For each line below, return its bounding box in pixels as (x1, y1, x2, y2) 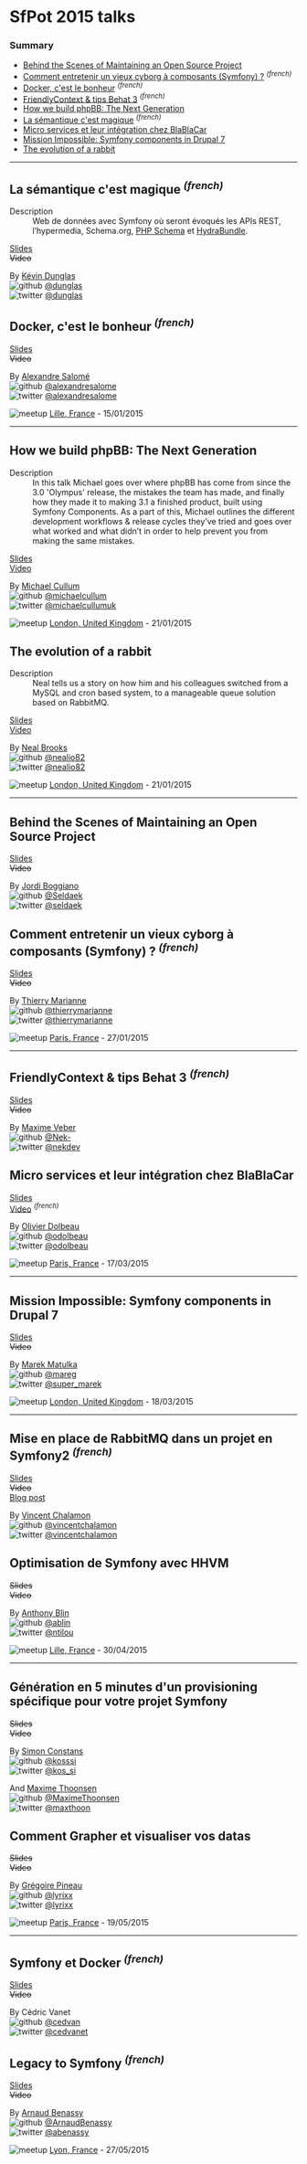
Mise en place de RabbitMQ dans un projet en (9, 1431, 273, 1447)
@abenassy (45, 2127, 90, 2137)
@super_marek (45, 1378, 102, 1390)
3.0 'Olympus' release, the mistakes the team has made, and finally (32, 486, 285, 497)
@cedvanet (45, 2026, 89, 2037)
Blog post (9, 1491, 46, 1502)
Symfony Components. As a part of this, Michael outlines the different (32, 505, 295, 517)
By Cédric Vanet (9, 2007, 71, 2018)
